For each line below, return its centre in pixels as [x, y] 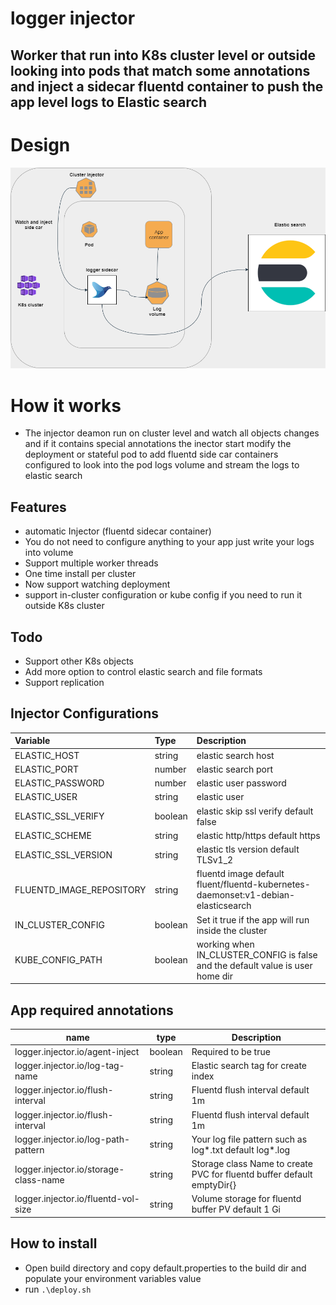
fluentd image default [240, 874]
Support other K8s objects [79, 661]
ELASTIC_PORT [46, 769]
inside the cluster [232, 930]
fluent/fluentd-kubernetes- [253, 884]
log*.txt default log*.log [241, 1149]
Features [38, 507]
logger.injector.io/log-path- [72, 1139]
